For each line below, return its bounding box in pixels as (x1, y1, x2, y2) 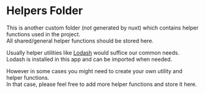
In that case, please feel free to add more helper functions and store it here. (6, 80, 197, 88)
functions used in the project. (6, 30, 81, 37)
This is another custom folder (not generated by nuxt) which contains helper (6, 24, 199, 31)
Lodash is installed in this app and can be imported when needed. (6, 55, 173, 63)
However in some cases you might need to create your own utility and (6, 67, 182, 74)
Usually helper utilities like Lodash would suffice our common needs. (6, 49, 180, 56)
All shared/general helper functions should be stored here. (6, 37, 154, 44)
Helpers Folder (6, 4, 83, 18)
